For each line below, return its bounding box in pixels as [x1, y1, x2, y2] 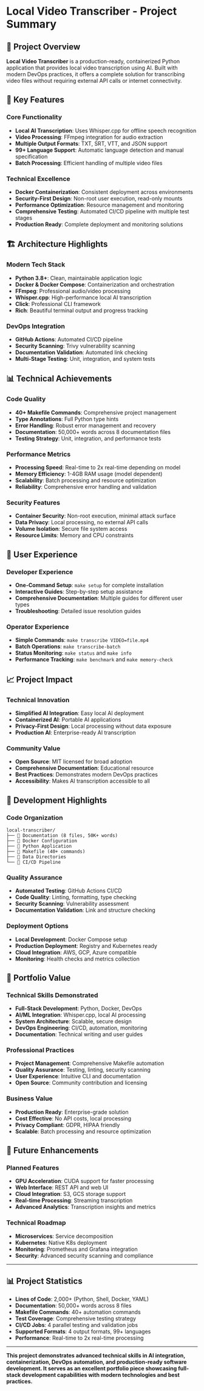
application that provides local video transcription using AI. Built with [6, 64, 178, 71]
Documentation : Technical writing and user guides [15, 1031, 143, 1038]
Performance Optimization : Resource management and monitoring [15, 201, 184, 208]
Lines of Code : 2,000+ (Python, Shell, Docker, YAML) [15, 1295, 149, 1303]
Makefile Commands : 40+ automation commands [15, 1308, 141, 1315]
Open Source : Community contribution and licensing [15, 1079, 148, 1086]
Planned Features [6, 1164, 59, 1172]
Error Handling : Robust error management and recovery [15, 422, 156, 429]
